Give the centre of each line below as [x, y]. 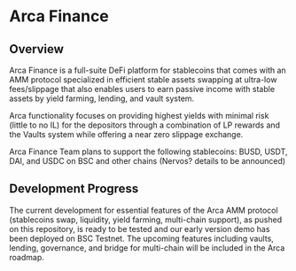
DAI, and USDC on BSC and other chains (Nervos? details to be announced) [148, 161]
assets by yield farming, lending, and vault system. [102, 98]
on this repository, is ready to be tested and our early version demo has [140, 228]
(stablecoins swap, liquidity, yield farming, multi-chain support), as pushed [146, 220]
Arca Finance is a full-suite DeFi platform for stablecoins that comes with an [148, 70]
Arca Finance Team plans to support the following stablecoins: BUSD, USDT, [148, 151]
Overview [37, 49]
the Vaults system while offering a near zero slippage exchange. [126, 134]
